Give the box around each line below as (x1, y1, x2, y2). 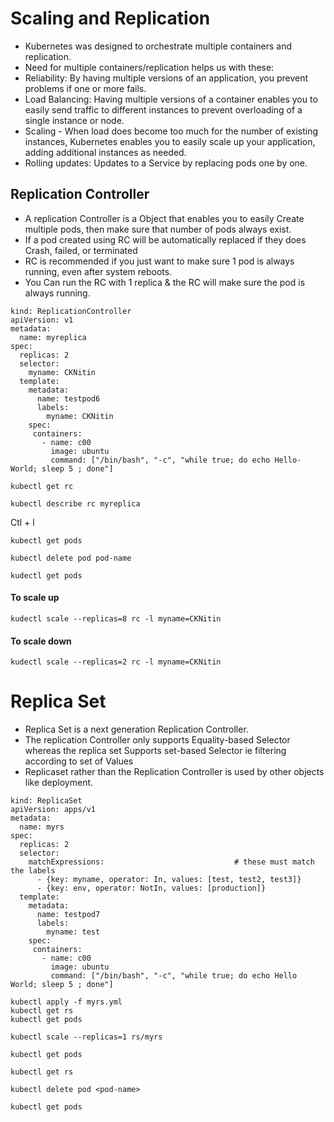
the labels (10, 866, 56, 876)
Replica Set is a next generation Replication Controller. (24, 723, 249, 736)
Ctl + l (10, 516, 35, 528)
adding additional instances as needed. (24, 146, 187, 158)
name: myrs (19, 822, 65, 832)
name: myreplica (19, 332, 87, 342)
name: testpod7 (36, 910, 101, 920)
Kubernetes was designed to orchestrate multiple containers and (24, 40, 293, 52)
